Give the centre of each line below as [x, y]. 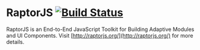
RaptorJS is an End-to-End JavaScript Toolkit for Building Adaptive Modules [100, 29]
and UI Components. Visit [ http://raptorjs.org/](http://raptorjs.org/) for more [100, 35]
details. [15, 42]
